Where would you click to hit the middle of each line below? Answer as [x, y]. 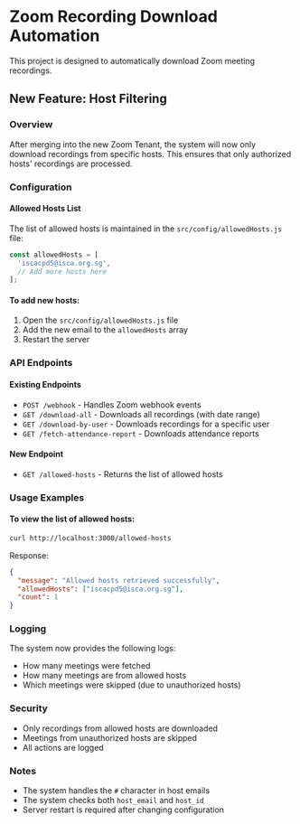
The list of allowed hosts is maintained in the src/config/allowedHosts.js [146, 229]
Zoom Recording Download [114, 17]
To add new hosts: [45, 300]
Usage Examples [47, 497]
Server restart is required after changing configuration [123, 810]
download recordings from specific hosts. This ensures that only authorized [150, 154]
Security [28, 708]
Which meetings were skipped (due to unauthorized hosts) [131, 685]
